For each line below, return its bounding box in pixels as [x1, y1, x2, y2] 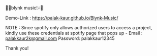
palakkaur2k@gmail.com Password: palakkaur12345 [5, 35, 115, 41]
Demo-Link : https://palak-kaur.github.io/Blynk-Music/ [5, 15, 118, 21]
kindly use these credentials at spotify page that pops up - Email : [5, 30, 143, 36]
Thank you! [5, 45, 29, 51]
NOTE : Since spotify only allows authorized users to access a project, [5, 25, 152, 30]
